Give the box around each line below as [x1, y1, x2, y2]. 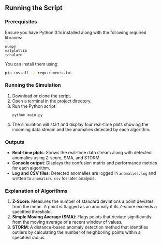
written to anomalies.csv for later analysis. [12, 176, 96, 181]
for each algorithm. [12, 165, 50, 171]
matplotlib [5, 48, 27, 53]
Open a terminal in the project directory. [12, 98, 92, 104]
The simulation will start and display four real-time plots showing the [12, 121, 148, 127]
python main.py [12, 113, 43, 117]
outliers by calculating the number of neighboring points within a [12, 229, 141, 235]
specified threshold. [12, 209, 52, 215]
